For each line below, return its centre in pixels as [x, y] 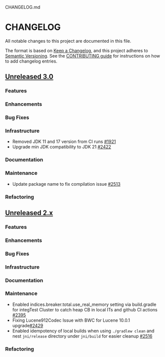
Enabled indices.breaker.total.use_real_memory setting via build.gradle [84, 304]
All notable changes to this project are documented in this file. [68, 41]
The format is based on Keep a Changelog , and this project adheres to [77, 50]
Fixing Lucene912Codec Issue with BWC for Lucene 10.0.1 [71, 320]
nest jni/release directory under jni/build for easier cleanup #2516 [82, 336]
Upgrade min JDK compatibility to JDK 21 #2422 [62, 147]
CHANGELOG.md [23, 7]
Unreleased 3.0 [29, 77]
